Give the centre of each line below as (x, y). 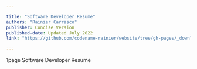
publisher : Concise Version (40, 27)
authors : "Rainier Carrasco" (42, 22)
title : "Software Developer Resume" (51, 16)
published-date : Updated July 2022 (50, 33)
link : (13, 39)
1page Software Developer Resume (48, 60)
